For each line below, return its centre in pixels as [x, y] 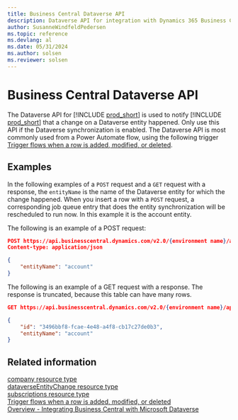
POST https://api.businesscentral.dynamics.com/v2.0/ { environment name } [117, 241]
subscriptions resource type [49, 395]
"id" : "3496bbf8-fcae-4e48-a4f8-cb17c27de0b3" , [91, 327]
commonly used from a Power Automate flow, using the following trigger [113, 137]
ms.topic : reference [38, 34]
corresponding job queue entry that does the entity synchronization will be [116, 207]
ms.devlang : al [30, 40]
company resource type [42, 379]
